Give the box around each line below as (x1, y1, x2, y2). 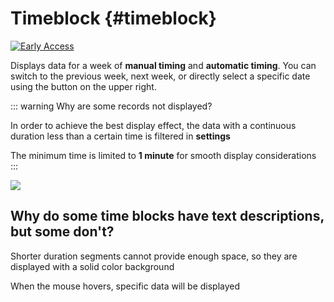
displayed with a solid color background (10, 260, 175, 272)
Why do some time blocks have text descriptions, (10, 208, 325, 225)
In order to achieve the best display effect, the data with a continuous (10, 119, 297, 131)
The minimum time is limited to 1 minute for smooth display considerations (10, 149, 317, 161)
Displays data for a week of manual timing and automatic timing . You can (10, 59, 317, 71)
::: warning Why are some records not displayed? (10, 100, 213, 112)
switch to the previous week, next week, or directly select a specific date (10, 70, 311, 82)
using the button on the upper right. (10, 80, 157, 92)
